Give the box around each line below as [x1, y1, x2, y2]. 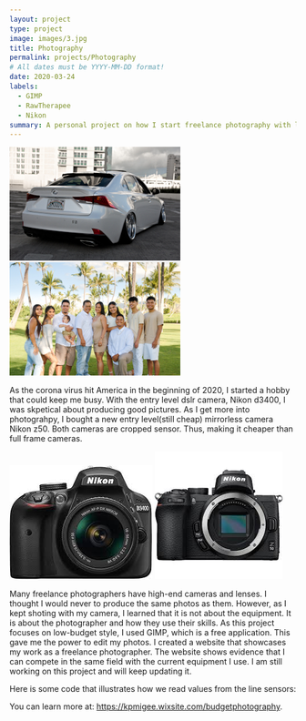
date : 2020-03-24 [9, 73, 76, 82]
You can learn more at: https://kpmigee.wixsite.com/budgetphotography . [9, 701, 283, 712]
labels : [9, 82, 39, 91]
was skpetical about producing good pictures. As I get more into [9, 404, 250, 415]
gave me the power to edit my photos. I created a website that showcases [9, 637, 287, 648]
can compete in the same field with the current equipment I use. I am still [9, 656, 282, 667]
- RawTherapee [17, 101, 71, 110]
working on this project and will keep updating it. [9, 665, 192, 677]
